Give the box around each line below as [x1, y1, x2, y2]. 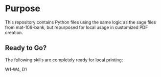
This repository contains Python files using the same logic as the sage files [5, 19, 156, 25]
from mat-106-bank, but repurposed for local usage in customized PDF [5, 24, 148, 30]
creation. [5, 29, 23, 35]
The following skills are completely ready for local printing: [5, 57, 123, 63]
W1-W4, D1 [5, 66, 27, 72]
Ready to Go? [5, 44, 47, 52]
